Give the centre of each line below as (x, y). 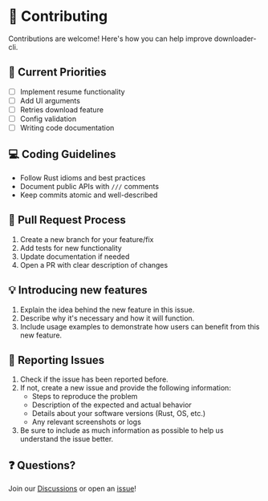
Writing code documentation (67, 128)
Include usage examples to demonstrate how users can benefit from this (140, 326)
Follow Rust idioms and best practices (83, 178)
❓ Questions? (42, 465)
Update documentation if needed (75, 257)
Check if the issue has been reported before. (94, 379)
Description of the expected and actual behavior (112, 405)
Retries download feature (62, 109)
